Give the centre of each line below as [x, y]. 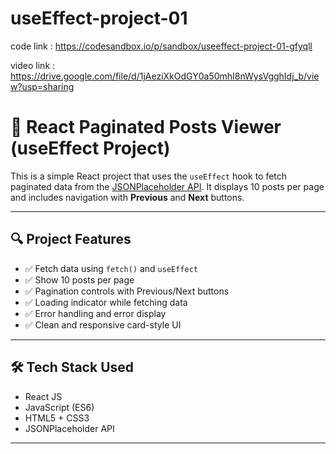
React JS [43, 396]
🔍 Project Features [71, 239]
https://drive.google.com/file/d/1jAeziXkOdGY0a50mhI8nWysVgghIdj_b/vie [165, 76]
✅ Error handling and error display [95, 313]
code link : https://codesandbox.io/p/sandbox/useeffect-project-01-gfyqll [161, 46]
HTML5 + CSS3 [57, 418]
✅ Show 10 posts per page [79, 279]
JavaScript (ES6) [59, 407]
